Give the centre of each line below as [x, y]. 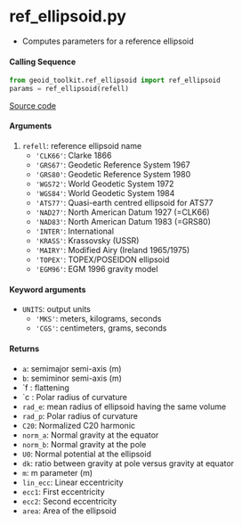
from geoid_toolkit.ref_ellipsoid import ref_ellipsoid [115, 81]
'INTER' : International [74, 231]
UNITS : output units [56, 309]
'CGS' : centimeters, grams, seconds [101, 328]
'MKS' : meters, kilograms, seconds [98, 319]
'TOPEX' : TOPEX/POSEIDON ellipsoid [102, 259]
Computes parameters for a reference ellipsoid [108, 41]
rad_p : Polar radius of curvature [80, 415]
